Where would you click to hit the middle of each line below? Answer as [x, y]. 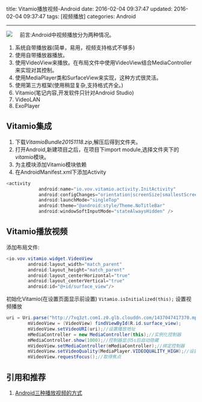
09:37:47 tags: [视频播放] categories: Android [80, 16]
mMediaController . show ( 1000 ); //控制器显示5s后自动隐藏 [93, 340]
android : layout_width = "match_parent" [75, 264]
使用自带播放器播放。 [41, 55]
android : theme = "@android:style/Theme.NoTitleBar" [102, 206]
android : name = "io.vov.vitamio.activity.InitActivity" [107, 189]
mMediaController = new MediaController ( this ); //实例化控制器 [105, 335]
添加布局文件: [23, 247]
